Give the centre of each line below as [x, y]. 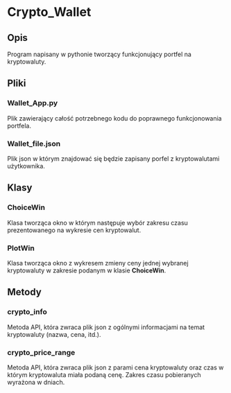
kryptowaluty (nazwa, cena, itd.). [54, 334]
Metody [24, 292]
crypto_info [27, 312]
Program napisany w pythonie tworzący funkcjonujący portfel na [100, 54]
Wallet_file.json [34, 143]
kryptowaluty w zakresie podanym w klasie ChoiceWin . [87, 270]
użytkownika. [26, 166]
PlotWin [21, 248]
